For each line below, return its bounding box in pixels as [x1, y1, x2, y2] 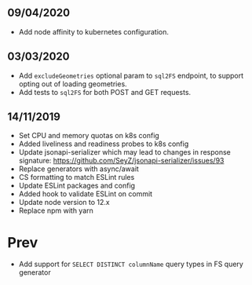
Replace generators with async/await [18, 164, 139, 174]
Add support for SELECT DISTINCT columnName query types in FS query [18, 259, 244, 269]
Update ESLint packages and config [18, 181, 135, 191]
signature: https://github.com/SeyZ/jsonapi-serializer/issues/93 [18, 156, 225, 166]
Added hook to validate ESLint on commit [18, 189, 153, 199]
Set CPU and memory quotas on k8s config [18, 131, 160, 141]
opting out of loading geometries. [18, 79, 127, 89]
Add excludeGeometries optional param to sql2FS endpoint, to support [18, 71, 244, 80]
